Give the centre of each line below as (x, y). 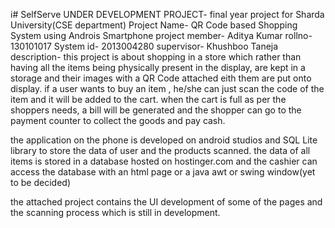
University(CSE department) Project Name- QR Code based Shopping (154, 25)
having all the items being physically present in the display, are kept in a (158, 67)
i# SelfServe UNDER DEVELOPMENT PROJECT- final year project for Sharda (167, 14)
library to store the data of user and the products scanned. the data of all (160, 150)
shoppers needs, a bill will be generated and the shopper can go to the (156, 110)
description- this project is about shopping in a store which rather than (156, 57)
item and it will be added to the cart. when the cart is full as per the (148, 99)
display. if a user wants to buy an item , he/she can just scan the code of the (167, 88)
